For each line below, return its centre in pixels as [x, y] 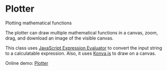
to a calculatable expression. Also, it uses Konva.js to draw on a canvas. [81, 53]
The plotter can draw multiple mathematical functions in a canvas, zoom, [81, 32]
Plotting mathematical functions [39, 23]
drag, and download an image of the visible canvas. [59, 38]
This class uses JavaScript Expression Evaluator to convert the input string [84, 48]
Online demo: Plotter [27, 63]
